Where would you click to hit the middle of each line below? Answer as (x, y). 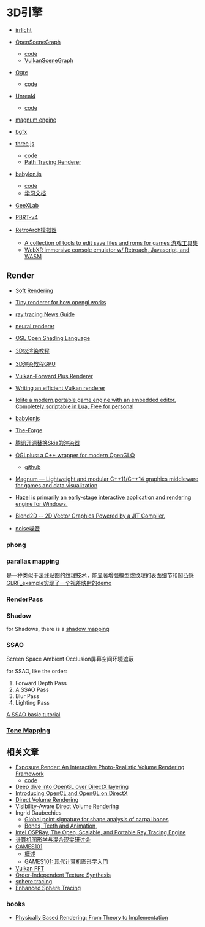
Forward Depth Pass (41, 683)
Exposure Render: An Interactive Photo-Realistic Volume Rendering (100, 767)
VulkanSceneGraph (49, 60)
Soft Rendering (34, 290)
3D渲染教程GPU (35, 363)
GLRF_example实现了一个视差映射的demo (59, 583)
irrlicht (23, 30)
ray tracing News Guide (45, 314)
